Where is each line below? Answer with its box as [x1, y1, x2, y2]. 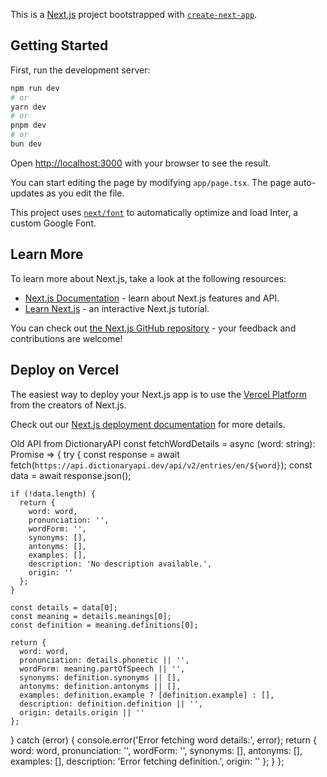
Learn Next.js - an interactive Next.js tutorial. [24, 302, 210, 314]
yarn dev [10, 102, 47, 112]
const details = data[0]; [10, 602, 118, 613]
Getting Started [10, 37, 109, 54]
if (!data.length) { [10, 489, 97, 499]
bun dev [10, 139, 43, 149]
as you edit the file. [46, 187, 125, 199]
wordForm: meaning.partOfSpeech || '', [19, 664, 186, 674]
